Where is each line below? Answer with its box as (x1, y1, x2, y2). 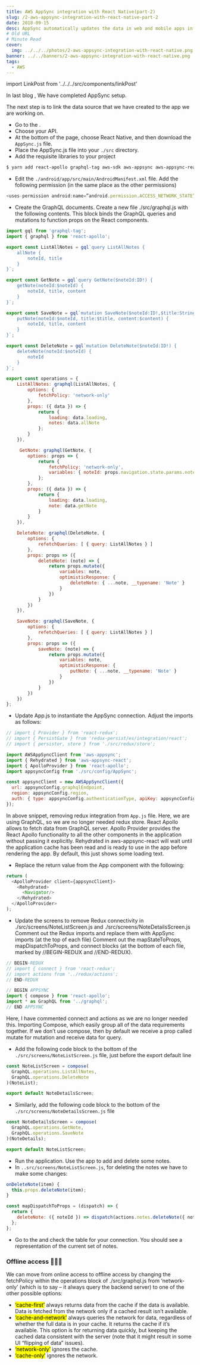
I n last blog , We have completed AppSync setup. (6, 92, 127, 99)
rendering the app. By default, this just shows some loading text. (6, 849, 164, 857)
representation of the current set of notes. (14, 1242, 118, 1250)
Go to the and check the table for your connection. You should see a (14, 1236, 183, 1243)
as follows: (14, 719, 42, 726)
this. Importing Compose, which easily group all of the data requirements (6, 1021, 185, 1028)
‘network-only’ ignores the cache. (14, 1345, 98, 1352)
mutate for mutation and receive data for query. (6, 1033, 123, 1041)
